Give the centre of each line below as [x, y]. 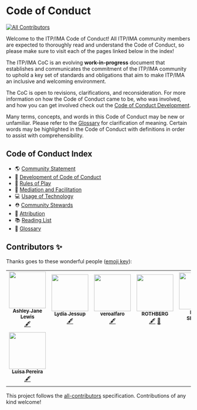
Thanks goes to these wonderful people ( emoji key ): [69, 261]
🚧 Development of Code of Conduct [58, 177]
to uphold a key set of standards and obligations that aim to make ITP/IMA [95, 75]
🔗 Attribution [30, 213]
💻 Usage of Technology [44, 196]
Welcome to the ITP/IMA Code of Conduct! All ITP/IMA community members [98, 38]
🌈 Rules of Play [33, 183]
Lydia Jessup [70, 314]
